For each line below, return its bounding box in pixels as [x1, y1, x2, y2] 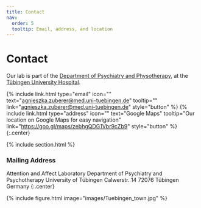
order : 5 [12, 20, 34, 26]
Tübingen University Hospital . [6, 78, 81, 86]
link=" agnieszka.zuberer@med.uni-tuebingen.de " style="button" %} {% [6, 103, 188, 111]
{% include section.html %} [6, 141, 76, 148]
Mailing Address [6, 156, 56, 165]
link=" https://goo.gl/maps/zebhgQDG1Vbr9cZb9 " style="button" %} [6, 123, 178, 130]
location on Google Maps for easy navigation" [6, 116, 122, 123]
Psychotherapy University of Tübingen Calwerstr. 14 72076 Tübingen [6, 176, 180, 184]
